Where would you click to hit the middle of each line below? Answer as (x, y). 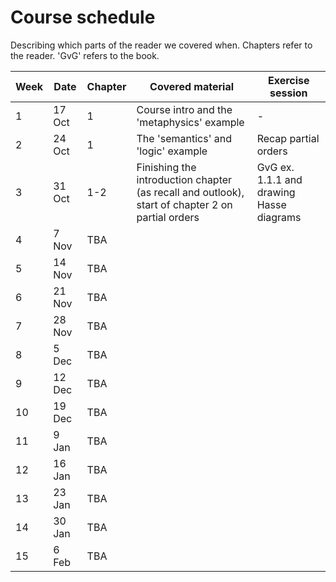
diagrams (279, 217)
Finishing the (166, 167)
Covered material (192, 86)
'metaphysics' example (190, 122)
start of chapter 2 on (184, 204)
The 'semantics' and (184, 138)
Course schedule (83, 17)
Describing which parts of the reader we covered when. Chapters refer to (161, 45)
